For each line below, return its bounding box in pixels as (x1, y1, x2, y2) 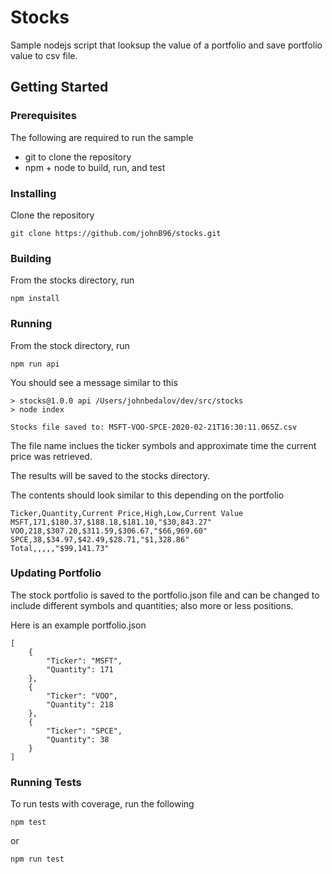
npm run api (10, 359, 60, 369)
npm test (10, 817, 47, 828)
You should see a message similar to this (10, 376, 178, 388)
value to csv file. (10, 49, 78, 61)
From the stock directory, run (10, 339, 130, 351)
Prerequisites (10, 109, 77, 123)
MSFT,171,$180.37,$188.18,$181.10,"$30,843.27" (10, 517, 213, 527)
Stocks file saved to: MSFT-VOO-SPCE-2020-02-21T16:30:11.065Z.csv (10, 422, 298, 432)
